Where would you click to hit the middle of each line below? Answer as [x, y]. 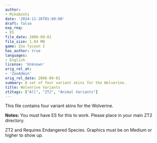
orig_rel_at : [18, 69]
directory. [15, 120]
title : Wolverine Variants [33, 87]
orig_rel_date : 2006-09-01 [33, 78]
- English [15, 60]
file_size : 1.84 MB [25, 42]
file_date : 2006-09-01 [28, 37]
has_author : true [23, 51]
